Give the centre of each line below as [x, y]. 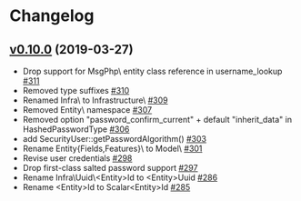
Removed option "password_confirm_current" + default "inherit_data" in [157, 120]
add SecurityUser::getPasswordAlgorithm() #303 [115, 139]
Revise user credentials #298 [77, 158]
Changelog [52, 16]
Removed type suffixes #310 [76, 90]
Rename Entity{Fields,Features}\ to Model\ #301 [112, 148]
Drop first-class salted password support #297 [110, 168]
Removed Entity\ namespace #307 [87, 110]
